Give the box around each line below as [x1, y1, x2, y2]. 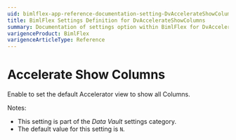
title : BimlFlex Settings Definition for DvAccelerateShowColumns [7, 17, 206, 24]
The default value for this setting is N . [17, 125, 125, 134]
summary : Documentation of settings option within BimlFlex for [7, 23, 199, 30]
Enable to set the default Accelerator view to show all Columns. [7, 90, 191, 98]
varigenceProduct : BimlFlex [7, 30, 90, 37]
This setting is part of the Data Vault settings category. [17, 117, 177, 126]
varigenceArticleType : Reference [7, 37, 105, 44]
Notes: [7, 103, 27, 113]
